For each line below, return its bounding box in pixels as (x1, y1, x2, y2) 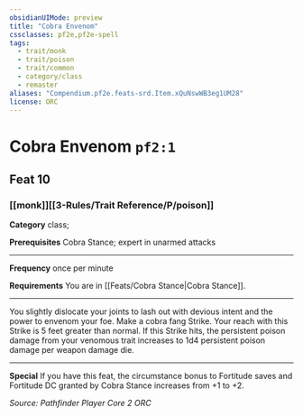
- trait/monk (17, 47, 67, 56)
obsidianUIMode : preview (9, 13, 103, 23)
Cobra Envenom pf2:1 (9, 136, 176, 156)
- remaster (17, 80, 59, 89)
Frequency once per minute (9, 263, 115, 273)
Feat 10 (9, 171, 51, 187)
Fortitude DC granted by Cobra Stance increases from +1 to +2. (9, 380, 245, 391)
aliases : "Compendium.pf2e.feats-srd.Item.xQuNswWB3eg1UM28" (9, 88, 244, 97)
